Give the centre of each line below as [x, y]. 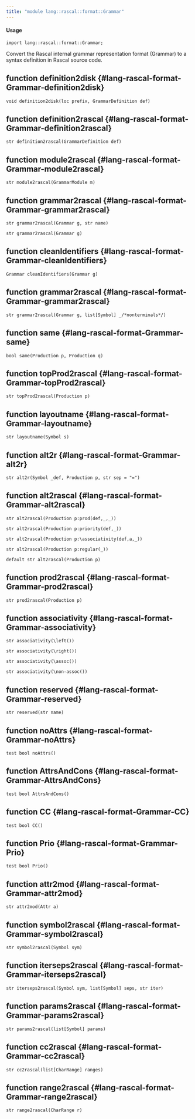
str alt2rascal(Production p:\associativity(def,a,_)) [74, 539]
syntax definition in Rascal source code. [54, 60]
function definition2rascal [55, 119]
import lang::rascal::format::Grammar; [55, 43]
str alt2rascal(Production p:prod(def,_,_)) [61, 518]
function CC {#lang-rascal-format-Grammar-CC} [98, 812]
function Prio [30, 844]
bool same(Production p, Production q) [55, 356]
